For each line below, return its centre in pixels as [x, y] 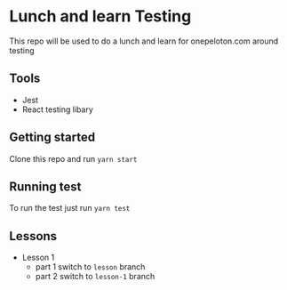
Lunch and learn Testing [100, 16]
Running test [45, 186]
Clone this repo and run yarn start [73, 158]
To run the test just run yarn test [70, 208]
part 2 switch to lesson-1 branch [95, 277]
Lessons [33, 236]
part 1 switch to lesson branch [90, 267]
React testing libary [57, 109]
